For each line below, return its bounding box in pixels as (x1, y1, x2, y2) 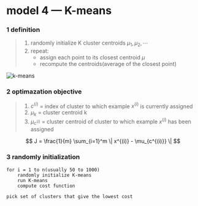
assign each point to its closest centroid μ (39, 54, 145, 61)
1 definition (6, 26, 40, 34)
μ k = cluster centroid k (30, 109, 88, 118)
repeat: (30, 47, 49, 55)
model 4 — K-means (6, 4, 112, 18)
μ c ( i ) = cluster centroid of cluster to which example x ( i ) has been (30, 117, 192, 127)
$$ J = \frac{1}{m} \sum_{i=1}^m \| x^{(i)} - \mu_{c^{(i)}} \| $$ (25, 138, 181, 145)
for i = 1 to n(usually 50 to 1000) (6, 166, 100, 173)
